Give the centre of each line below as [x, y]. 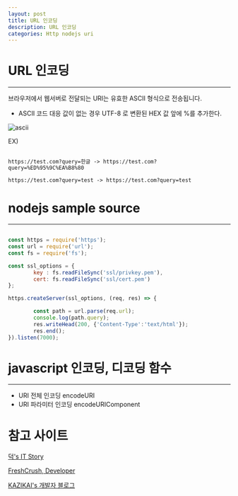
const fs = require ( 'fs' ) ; [48, 253]
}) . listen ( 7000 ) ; [34, 338]
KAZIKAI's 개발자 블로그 [42, 485]
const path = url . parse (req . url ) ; [84, 311]
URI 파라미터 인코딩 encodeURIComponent [79, 405]
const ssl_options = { [41, 266]
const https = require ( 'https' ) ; [57, 240]
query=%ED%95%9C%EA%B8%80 [46, 168]
